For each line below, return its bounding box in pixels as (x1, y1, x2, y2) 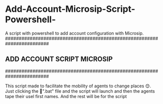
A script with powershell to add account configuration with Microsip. (5, 30, 144, 36)
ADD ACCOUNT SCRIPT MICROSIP (5, 55, 113, 64)
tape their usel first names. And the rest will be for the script (5, 93, 127, 99)
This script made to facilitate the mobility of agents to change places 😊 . (5, 83, 151, 89)
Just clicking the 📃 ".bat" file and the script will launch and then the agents (5, 88, 155, 94)
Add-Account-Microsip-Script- (5, 3, 135, 15)
